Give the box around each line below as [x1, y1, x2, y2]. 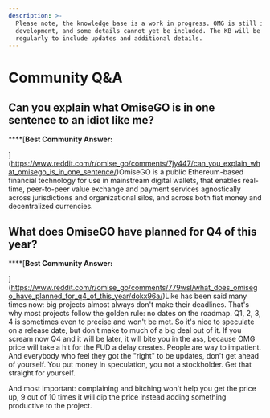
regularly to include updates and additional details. [15, 34, 203, 43]
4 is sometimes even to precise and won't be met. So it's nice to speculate [8, 317, 255, 326]
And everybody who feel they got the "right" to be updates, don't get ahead [8, 351, 260, 361]
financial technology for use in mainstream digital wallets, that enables [8, 176, 242, 186]
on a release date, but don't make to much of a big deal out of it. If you [8, 326, 242, 335]
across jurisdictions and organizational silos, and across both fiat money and [8, 193, 263, 203]
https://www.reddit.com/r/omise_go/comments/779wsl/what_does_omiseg [10, 283, 258, 293]
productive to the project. [8, 401, 92, 411]
